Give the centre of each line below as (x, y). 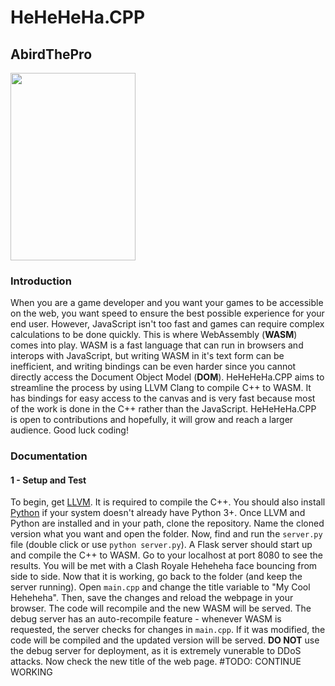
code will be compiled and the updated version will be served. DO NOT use (165, 640)
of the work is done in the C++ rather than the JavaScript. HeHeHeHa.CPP (163, 409)
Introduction (41, 281)
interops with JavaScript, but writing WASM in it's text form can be (147, 356)
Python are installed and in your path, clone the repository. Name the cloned (167, 523)
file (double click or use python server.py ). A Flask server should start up (161, 545)
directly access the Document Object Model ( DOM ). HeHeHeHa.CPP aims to (167, 377)
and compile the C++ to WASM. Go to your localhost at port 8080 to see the (166, 555)
